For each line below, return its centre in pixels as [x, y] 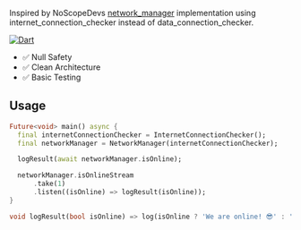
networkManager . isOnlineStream [76, 175]
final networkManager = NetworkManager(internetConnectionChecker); [148, 143]
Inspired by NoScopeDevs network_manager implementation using [133, 13]
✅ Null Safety [47, 57]
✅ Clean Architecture [61, 67]
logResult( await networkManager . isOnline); [99, 159]
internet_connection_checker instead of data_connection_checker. [131, 22]
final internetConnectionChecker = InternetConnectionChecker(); [142, 135]
